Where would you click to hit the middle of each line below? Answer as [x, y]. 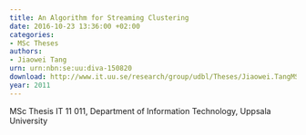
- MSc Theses [34, 43]
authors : [26, 52]
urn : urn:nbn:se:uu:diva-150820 [71, 69]
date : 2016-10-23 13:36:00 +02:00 [75, 26]
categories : [32, 34]
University [29, 121]
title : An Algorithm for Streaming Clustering [99, 18]
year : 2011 [30, 85]
